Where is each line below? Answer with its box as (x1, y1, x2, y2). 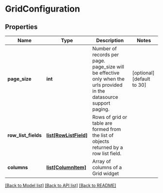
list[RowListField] (46, 132, 88, 139)
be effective (92, 69, 120, 76)
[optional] (132, 69, 155, 76)
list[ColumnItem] (46, 164, 86, 171)
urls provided (92, 81, 123, 88)
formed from (92, 126, 121, 132)
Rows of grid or (92, 114, 128, 120)
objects (92, 138, 110, 145)
